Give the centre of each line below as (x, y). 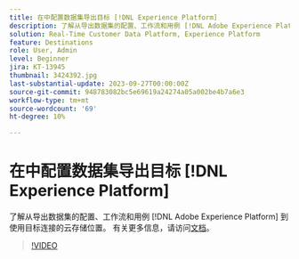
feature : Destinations (51, 42)
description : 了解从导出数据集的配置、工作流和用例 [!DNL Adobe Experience (141, 26)
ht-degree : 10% (37, 117)
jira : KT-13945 (37, 68)
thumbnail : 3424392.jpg (53, 76)
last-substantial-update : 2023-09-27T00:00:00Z (99, 84)
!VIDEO (44, 246)
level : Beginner (39, 59)
